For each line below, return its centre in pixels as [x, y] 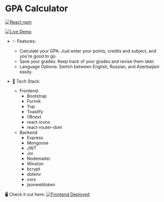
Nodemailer [38, 158]
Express [35, 137]
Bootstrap [37, 96]
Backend [28, 132]
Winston [35, 164]
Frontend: [29, 91]
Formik [34, 101]
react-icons [38, 122]
